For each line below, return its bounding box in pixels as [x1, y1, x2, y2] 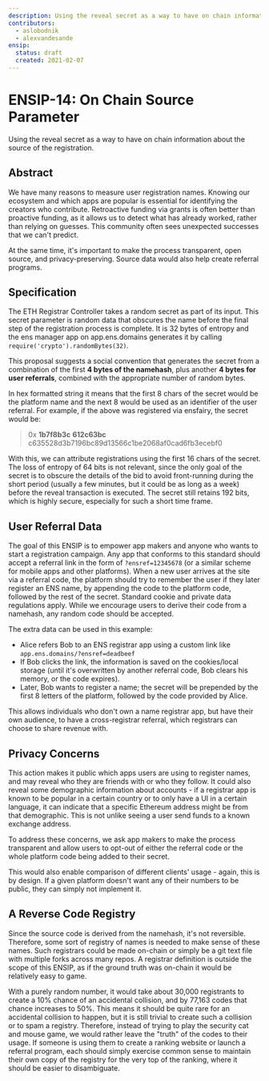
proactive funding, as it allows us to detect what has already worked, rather [8, 213, 258, 223]
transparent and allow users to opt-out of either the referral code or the [8, 843, 243, 853]
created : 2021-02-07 [15, 57, 84, 65]
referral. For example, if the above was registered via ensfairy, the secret [8, 406, 248, 416]
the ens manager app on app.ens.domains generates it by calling [8, 332, 223, 342]
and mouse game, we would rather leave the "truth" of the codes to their [8, 1029, 248, 1039]
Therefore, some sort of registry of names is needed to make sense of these [8, 937, 260, 946]
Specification [8, 286, 77, 299]
